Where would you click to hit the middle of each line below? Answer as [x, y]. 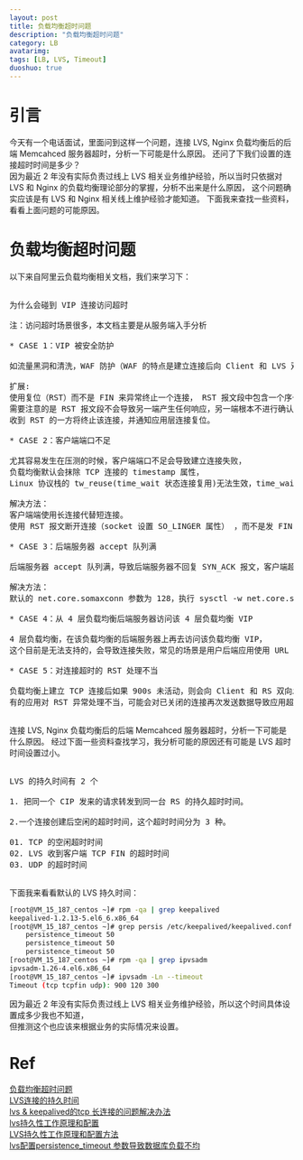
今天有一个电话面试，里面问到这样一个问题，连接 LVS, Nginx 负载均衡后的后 [150, 142]
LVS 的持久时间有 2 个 [54, 781]
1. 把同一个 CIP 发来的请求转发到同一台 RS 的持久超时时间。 [129, 801]
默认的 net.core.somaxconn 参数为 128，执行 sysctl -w [126, 598]
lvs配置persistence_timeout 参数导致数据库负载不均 [105, 1146]
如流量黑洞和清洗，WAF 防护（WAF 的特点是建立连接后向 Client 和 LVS [148, 366]
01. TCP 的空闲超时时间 [56, 842]
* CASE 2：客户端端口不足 [60, 440]
